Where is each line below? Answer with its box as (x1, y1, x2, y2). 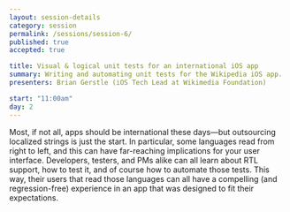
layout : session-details (9, 12, 101, 22)
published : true (9, 37, 69, 47)
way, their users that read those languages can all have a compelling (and (9, 173, 278, 184)
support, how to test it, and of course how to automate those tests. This (9, 164, 270, 175)
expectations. (9, 192, 59, 203)
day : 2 (9, 102, 34, 111)
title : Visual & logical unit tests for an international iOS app (9, 62, 259, 71)
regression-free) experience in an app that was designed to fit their (9, 183, 255, 193)
